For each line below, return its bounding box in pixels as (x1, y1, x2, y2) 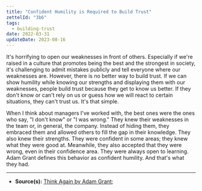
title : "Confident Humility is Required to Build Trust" (6, 8, 152, 15)
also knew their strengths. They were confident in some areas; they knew (6, 135, 188, 142)
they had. (6, 160, 30, 168)
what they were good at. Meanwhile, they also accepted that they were (6, 142, 182, 148)
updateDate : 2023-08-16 (6, 37, 66, 43)
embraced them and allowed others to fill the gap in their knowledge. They (6, 129, 191, 136)
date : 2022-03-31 (6, 31, 50, 37)
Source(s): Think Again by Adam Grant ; (14, 178, 114, 185)
